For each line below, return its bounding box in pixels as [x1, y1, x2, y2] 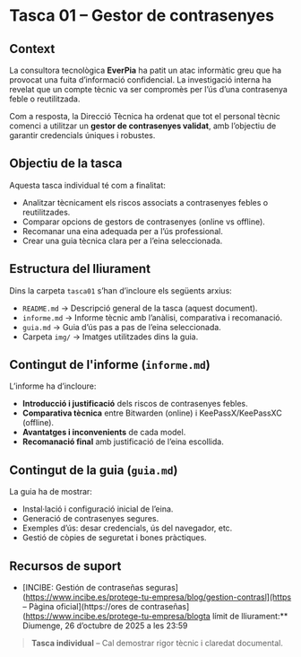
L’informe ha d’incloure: [9, 381, 97, 391]
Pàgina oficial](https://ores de [28, 601, 139, 612]
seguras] [145, 583, 179, 593]
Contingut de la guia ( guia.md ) [9, 462, 178, 477]
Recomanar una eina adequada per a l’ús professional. [21, 225, 224, 236]
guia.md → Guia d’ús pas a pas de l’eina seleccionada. [21, 321, 221, 332]
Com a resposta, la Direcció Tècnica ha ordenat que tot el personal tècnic [9, 111, 280, 121]
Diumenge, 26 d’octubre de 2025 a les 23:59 [21, 620, 188, 631]
